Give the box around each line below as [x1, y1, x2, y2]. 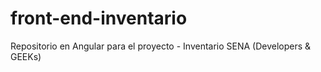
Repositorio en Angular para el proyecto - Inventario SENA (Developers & [10, 40, 312, 52]
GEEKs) [10, 50, 42, 62]
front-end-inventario [10, 7, 188, 30]
